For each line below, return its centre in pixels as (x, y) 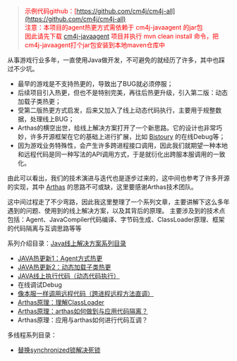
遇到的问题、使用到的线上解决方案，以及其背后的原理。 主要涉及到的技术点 (116, 210)
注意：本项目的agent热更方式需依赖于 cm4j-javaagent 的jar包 (114, 27)
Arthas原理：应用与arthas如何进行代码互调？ (83, 320)
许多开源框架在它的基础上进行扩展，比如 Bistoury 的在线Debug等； (128, 136)
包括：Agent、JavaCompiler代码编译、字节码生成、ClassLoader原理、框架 (116, 219)
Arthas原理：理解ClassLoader (61, 302)
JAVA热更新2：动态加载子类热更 (64, 267)
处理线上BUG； (52, 119)
